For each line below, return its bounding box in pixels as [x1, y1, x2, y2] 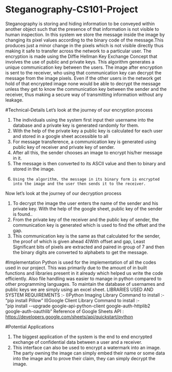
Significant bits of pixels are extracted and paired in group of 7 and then [12, 244, 165, 250]
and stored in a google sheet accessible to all [12, 133, 109, 139]
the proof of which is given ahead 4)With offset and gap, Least [12, 238, 145, 244]
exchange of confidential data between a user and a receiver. [12, 339, 142, 345]
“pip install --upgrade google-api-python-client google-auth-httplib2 [5, 303, 150, 309]
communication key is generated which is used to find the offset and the [12, 222, 165, 228]
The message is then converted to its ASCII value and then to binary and [12, 160, 166, 166]
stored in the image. [12, 166, 55, 172]
